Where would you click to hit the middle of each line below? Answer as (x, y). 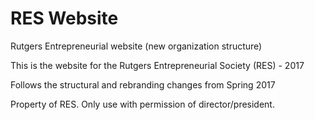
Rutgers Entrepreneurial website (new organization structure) (136, 46)
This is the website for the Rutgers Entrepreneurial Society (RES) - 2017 (157, 65)
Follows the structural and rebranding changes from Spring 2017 (143, 84)
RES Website (64, 18)
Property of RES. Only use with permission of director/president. (142, 104)
